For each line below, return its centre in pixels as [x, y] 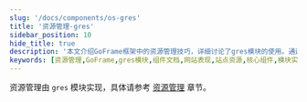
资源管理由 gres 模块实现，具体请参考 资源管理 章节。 [111, 87]
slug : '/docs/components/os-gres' [75, 18]
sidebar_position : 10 [51, 35]
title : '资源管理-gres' [52, 26]
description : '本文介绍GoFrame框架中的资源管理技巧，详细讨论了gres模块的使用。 [149, 52]
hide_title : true [42, 43]
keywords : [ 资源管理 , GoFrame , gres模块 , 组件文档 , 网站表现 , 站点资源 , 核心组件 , [144, 60]
